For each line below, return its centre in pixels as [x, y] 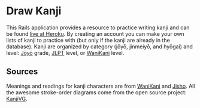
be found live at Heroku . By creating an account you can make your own [95, 33]
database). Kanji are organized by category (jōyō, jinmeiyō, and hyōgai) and [100, 47]
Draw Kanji [34, 11]
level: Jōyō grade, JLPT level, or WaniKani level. [65, 53]
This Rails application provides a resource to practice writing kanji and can [98, 27]
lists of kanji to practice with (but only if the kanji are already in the [88, 40]
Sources [22, 72]
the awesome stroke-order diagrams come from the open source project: [96, 92]
